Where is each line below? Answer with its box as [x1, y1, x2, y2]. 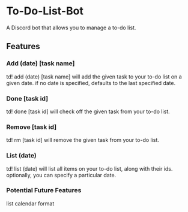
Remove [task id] [6, 123, 57, 131]
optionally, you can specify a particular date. [6, 171, 117, 178]
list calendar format [6, 199, 55, 207]
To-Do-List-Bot [6, 4, 84, 18]
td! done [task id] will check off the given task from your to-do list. [6, 108, 170, 115]
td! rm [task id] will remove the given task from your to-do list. [6, 137, 159, 144]
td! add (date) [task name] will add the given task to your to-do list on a [6, 73, 182, 80]
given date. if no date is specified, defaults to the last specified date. [6, 79, 176, 86]
